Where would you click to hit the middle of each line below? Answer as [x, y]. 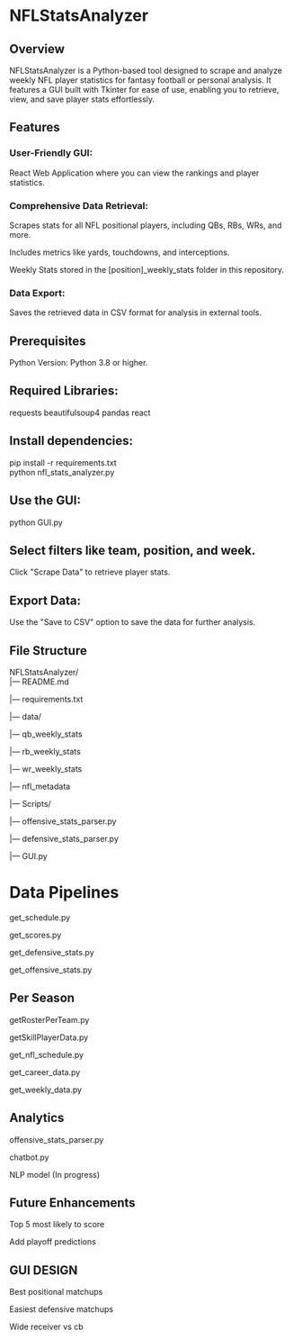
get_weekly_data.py [46, 1090]
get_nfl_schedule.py [46, 1054]
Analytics [37, 1118]
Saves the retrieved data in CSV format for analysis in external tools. [136, 312]
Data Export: [37, 293]
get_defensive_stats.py [52, 952]
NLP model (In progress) [55, 1174]
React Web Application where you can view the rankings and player [134, 173]
